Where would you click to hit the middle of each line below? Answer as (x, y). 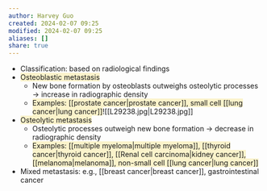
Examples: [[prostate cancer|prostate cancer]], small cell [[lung (138, 103)
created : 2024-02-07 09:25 (54, 23)
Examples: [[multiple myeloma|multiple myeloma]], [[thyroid (131, 146)
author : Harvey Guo (41, 16)
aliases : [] (28, 38)
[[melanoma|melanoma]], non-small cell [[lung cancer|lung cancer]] (145, 163)
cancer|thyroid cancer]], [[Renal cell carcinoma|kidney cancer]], (139, 155)
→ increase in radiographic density (90, 94)
